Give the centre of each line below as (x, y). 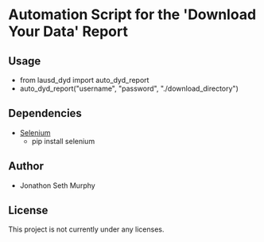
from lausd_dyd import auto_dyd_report (84, 80)
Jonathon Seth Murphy (57, 185)
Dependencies (45, 113)
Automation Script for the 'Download (132, 15)
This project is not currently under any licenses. (86, 229)
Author (26, 166)
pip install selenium (63, 141)
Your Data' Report (68, 31)
